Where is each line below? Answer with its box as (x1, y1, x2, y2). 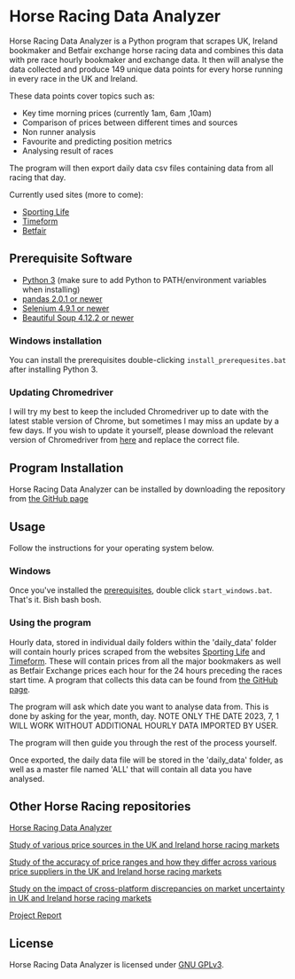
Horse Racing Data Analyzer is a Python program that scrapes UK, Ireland (9, 36, 278, 46)
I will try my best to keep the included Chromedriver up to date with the (9, 407, 269, 417)
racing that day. (9, 171, 66, 183)
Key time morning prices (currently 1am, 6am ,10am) (21, 107, 213, 118)
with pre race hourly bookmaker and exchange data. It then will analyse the (9, 54, 284, 65)
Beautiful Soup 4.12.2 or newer (21, 312, 135, 323)
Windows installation (9, 335, 103, 347)
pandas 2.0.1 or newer (21, 293, 103, 304)
